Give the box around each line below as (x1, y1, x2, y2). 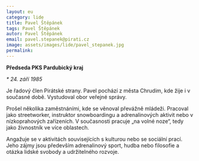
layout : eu (6, 8, 33, 15)
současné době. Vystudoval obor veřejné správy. (6, 93, 127, 100)
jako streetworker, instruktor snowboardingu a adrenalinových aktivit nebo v (6, 111, 194, 118)
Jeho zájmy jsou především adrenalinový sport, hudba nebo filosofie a (6, 141, 179, 149)
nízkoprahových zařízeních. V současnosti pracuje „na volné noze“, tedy (6, 117, 184, 125)
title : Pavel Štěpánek (6, 20, 63, 26)
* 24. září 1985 (6, 75, 43, 82)
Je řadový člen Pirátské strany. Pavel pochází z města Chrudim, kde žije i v (6, 87, 191, 94)
